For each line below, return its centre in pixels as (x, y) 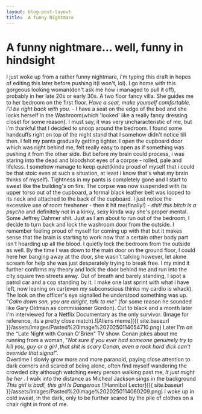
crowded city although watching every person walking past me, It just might (100, 372)
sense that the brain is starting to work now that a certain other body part (97, 238)
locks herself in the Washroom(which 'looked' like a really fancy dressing (97, 115)
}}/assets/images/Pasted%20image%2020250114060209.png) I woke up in (100, 392)
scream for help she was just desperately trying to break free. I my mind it (98, 263)
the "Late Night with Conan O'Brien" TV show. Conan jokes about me (92, 334)
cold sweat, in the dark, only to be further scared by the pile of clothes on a (100, 398)
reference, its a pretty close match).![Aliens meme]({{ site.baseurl (88, 321)
